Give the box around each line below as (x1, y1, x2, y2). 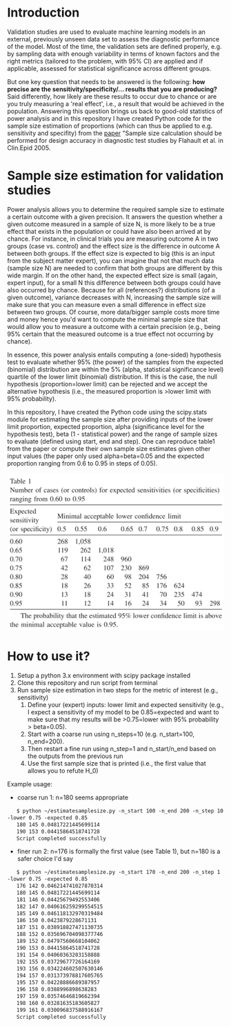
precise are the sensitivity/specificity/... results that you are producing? (7, 85, 217, 93)
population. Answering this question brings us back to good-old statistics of (7, 107, 223, 115)
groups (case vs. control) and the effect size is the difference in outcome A (7, 241, 221, 250)
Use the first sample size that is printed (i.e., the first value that (27, 759, 207, 767)
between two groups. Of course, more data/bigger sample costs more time (7, 308, 220, 316)
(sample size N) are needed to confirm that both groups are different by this (7, 263, 223, 272)
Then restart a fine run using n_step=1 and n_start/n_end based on (27, 744, 217, 752)
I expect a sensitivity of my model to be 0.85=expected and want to (27, 708, 219, 716)
